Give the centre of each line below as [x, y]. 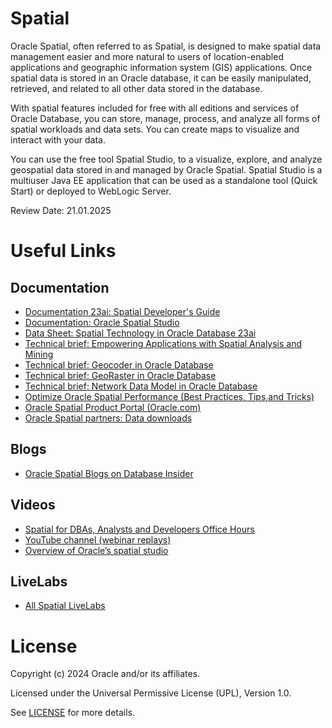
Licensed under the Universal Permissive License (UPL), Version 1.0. [151, 693]
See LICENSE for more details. [73, 713]
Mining [39, 354]
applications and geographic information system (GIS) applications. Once [161, 67]
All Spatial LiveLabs [65, 606]
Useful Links [63, 251]
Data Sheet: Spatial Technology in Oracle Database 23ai [140, 333]
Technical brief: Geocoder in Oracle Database [119, 364]
